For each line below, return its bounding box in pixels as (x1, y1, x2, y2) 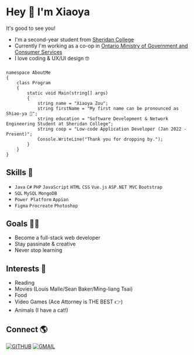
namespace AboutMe (6, 70, 51, 76)
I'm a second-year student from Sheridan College (14, 36, 134, 43)
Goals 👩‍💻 (6, 219, 40, 229)
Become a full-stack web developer (14, 234, 101, 241)
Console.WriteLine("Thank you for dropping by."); (37, 136, 164, 142)
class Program (16, 80, 51, 86)
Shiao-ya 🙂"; (6, 111, 38, 117)
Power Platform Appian (14, 196, 69, 203)
